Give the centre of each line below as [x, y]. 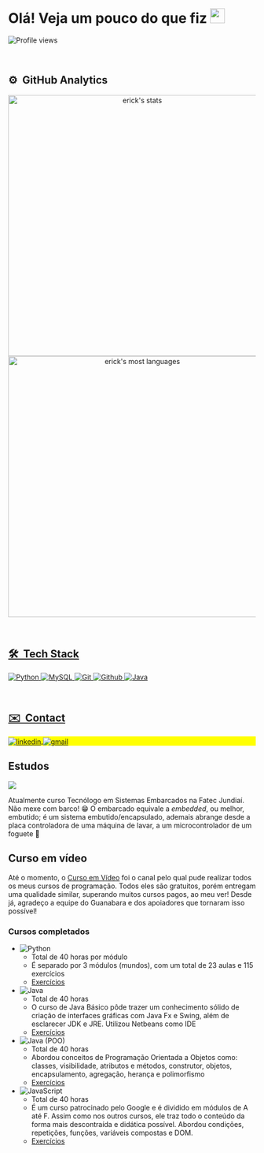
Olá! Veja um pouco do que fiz [108, 19]
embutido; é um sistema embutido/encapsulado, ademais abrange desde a [129, 816]
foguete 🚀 [24, 833]
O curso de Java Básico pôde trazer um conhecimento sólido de [135, 1007]
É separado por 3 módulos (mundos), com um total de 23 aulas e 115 [142, 965]
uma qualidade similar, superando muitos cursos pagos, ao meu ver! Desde [130, 894]
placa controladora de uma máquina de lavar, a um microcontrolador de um [130, 825]
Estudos [29, 766]
